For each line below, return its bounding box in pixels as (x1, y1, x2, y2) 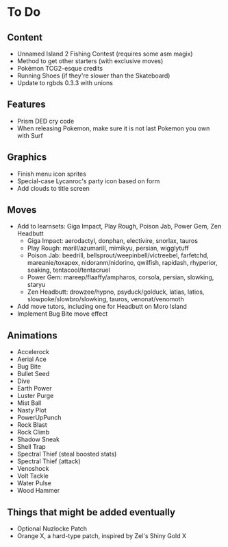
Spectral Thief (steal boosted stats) (16, 450, 117, 458)
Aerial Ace (16, 355, 47, 364)
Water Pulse (16, 479, 51, 487)
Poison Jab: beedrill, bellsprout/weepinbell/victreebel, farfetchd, (27, 251, 209, 259)
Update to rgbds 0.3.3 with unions (16, 79, 113, 86)
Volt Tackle (16, 472, 49, 480)
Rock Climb (16, 428, 50, 437)
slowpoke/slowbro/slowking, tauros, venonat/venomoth (27, 295, 184, 303)
